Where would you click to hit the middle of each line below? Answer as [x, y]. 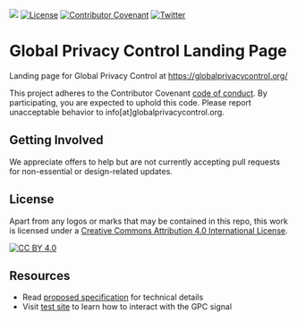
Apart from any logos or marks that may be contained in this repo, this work [148, 221]
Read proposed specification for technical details [113, 297]
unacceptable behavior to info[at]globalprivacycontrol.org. [117, 112]
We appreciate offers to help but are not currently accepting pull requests [144, 162]
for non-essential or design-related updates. [91, 171]
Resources [40, 276]
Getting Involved [56, 140]
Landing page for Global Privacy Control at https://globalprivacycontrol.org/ [148, 75]
